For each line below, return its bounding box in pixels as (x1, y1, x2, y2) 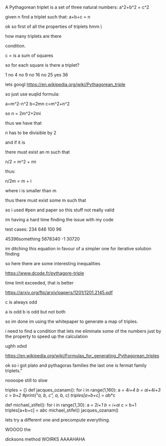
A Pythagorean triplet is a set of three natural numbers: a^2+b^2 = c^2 (5, 4, 150, 10)
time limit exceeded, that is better (5, 280, 74, 286)
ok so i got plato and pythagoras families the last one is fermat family (5, 362, 147, 368)
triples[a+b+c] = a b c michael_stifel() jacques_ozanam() (5, 407, 119, 413)
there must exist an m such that (5, 149, 70, 155)
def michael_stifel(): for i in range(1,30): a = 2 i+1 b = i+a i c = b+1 (5, 402, 137, 408)
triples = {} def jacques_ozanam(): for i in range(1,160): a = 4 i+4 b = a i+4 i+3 (5, 387, 161, 393)
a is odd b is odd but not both (5, 309, 66, 314)
